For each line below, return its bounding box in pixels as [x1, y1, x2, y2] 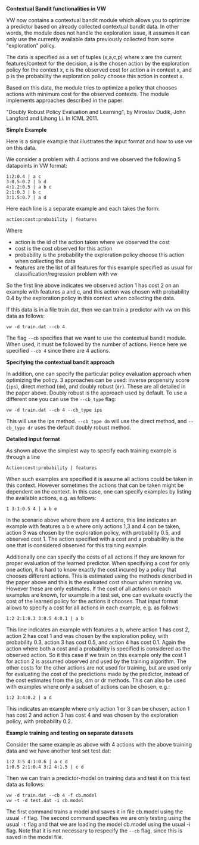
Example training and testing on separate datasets [6, 729, 134, 736]
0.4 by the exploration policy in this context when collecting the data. [6, 295, 176, 301]
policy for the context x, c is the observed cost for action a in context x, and [6, 66, 192, 73]
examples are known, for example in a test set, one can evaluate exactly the [6, 591, 192, 599]
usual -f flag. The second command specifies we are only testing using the [6, 815, 191, 821]
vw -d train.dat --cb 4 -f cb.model [6, 792, 97, 798]
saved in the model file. [6, 834, 64, 840]
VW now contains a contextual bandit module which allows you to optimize [6, 17, 190, 23]
